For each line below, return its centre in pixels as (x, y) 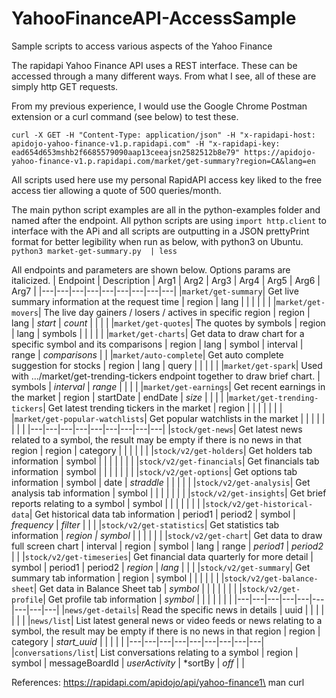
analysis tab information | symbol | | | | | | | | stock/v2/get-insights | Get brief (169, 493)
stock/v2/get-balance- (271, 578)
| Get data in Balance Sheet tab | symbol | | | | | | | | (138, 588)
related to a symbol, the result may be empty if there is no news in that (156, 439)
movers (25, 313)
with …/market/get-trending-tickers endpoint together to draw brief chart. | (166, 376)
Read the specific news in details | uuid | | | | (233, 609)
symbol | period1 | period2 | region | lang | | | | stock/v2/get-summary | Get (161, 567)
